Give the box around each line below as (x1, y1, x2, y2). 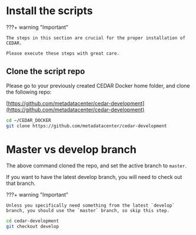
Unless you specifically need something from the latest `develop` (6, 203, 175, 208)
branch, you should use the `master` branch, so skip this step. (6, 208, 170, 214)
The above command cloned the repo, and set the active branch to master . (6, 162, 187, 169)
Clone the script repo (6, 67, 85, 77)
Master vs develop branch (6, 143, 137, 156)
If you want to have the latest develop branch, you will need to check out (6, 174, 182, 181)
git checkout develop (6, 224, 59, 230)
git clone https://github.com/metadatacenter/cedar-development (6, 123, 167, 129)
